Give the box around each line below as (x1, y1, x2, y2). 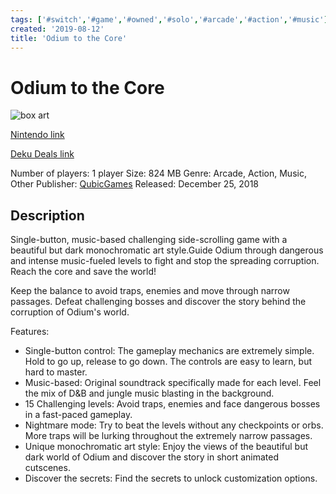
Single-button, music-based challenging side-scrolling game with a (10, 234, 288, 246)
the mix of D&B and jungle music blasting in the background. (24, 387, 275, 400)
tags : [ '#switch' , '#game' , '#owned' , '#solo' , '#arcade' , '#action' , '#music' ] (10, 14, 329, 25)
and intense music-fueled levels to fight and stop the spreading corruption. (10, 255, 320, 267)
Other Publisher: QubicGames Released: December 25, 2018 (10, 178, 260, 190)
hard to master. (24, 366, 88, 378)
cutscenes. (24, 462, 71, 474)
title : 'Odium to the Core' (10, 33, 128, 43)
